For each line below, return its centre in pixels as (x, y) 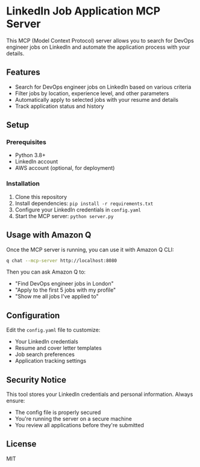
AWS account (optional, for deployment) (65, 168)
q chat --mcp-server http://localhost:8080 (62, 260)
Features (23, 73)
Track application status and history (59, 106)
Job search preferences (45, 354)
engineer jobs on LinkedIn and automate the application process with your (98, 47)
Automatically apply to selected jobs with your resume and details (97, 99)
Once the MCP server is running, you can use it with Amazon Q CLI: (90, 249)
